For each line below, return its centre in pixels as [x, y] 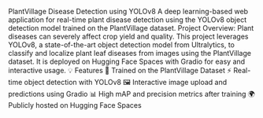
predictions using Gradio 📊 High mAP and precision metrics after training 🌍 [132, 94]
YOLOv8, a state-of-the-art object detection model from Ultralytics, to [121, 45]
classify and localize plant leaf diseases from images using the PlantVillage [130, 53]
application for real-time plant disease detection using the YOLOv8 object [127, 20]
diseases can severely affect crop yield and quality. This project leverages [128, 36]
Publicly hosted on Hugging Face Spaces [75, 105]
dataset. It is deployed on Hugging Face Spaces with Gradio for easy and [127, 61]
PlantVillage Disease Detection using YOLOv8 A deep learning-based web [128, 11]
